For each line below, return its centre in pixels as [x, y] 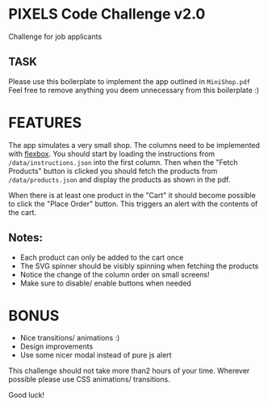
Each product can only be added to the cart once [102, 257]
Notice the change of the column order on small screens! [115, 274]
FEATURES [45, 123]
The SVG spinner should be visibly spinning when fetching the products [139, 266]
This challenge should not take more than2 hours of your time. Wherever [129, 371]
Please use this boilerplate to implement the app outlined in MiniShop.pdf [130, 81]
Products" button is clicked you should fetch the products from [113, 171]
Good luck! [27, 395]
